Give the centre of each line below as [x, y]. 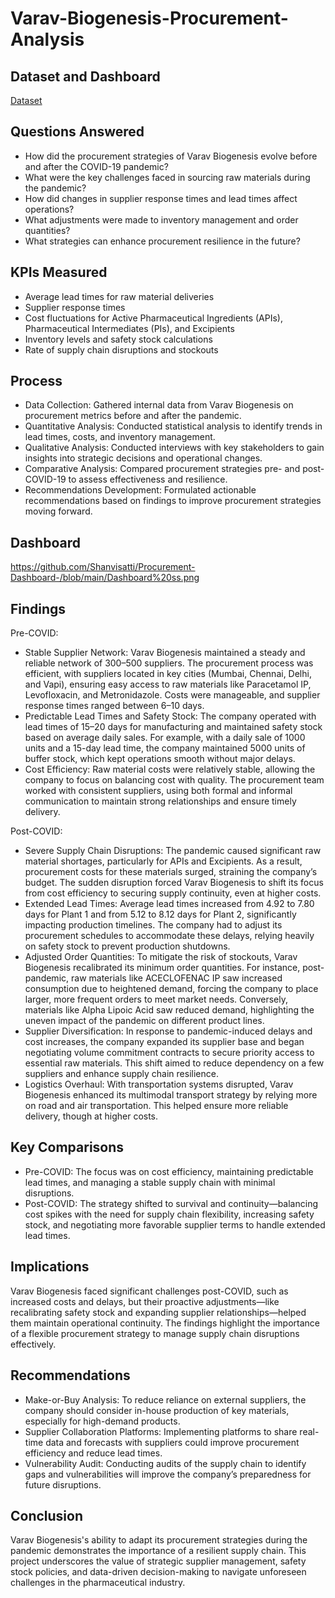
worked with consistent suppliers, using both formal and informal [158, 791]
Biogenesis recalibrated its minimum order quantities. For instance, [162, 968]
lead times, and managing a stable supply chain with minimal [150, 1182]
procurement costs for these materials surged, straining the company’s [171, 872]
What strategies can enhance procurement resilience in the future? [162, 241]
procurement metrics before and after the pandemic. [133, 416]
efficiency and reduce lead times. [93, 1453]
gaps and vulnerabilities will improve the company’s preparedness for [168, 1474]
